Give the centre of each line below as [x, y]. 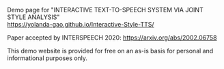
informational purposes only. [47, 58]
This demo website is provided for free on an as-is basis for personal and [110, 51]
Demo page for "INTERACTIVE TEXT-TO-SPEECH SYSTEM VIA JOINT [105, 10]
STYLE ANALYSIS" [33, 17]
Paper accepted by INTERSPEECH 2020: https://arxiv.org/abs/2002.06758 [112, 38]
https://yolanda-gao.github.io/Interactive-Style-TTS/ [81, 24]
